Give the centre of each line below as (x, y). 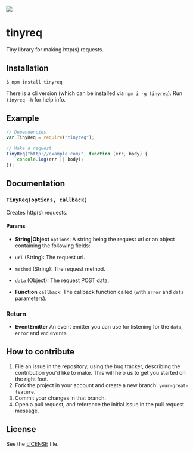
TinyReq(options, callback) (47, 200)
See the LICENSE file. (32, 444)
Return (16, 314)
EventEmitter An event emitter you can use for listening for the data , (99, 327)
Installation (27, 68)
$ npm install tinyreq (34, 82)
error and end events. (41, 333)
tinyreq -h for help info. (36, 99)
